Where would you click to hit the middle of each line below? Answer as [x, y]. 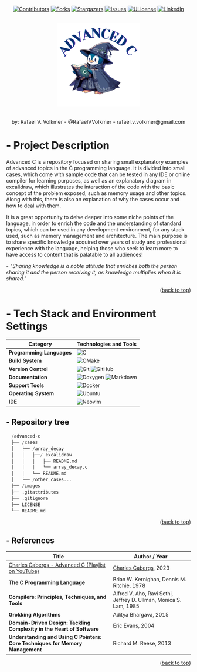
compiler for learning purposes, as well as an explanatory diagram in [89, 180]
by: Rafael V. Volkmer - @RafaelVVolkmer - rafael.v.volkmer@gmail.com [98, 121]
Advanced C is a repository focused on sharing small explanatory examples [97, 161]
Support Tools [26, 385]
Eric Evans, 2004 [134, 626]
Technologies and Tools [107, 344]
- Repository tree [38, 422]
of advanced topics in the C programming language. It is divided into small [96, 168]
